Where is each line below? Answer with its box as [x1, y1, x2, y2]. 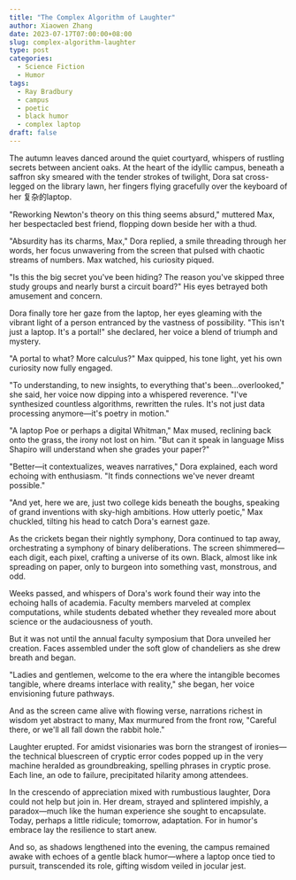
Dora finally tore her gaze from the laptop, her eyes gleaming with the [9, 308, 262, 318]
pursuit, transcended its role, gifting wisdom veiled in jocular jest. [9, 861, 247, 871]
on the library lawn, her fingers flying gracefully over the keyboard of [36, 181, 288, 191]
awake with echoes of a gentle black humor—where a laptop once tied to [9, 851, 276, 861]
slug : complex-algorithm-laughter [9, 37, 137, 47]
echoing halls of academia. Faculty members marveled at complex [9, 597, 252, 608]
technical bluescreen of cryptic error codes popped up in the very [22, 751, 263, 761]
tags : [9, 79, 29, 88]
